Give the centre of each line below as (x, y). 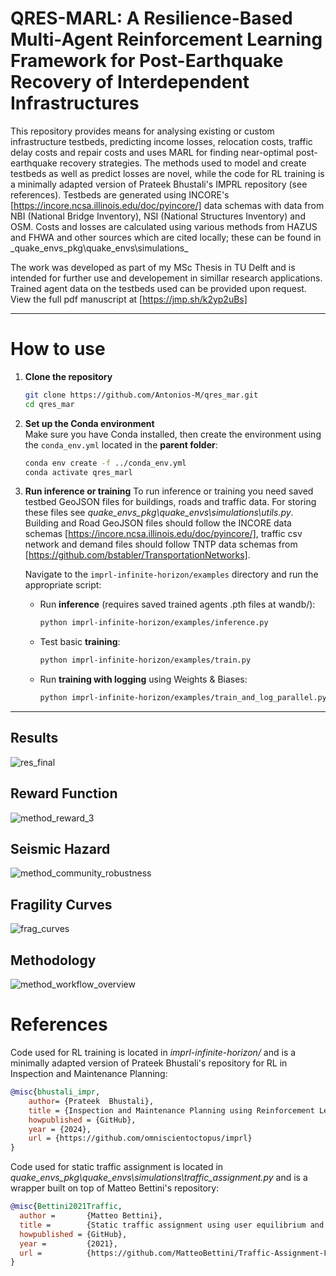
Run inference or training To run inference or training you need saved (169, 491)
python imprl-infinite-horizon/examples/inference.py (154, 623)
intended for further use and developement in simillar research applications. (166, 278)
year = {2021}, (68, 1243)
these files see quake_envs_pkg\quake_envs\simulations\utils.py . (159, 513)
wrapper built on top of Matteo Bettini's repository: (115, 1188)
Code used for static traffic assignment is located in (117, 1167)
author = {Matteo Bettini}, (91, 1216)
